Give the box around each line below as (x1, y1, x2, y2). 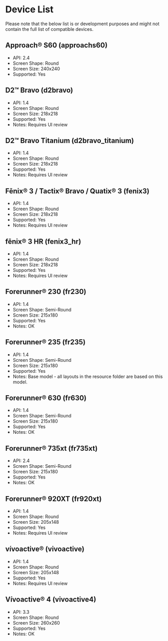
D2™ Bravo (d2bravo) (5, 86, 73, 95)
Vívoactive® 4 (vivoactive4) (5, 595, 96, 604)
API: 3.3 (12, 609, 30, 615)
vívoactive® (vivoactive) (5, 545, 85, 554)
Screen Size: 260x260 (12, 619, 60, 626)
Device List (5, 4, 54, 15)
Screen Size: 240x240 (12, 65, 60, 71)
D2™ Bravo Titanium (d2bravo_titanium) (5, 136, 134, 145)
